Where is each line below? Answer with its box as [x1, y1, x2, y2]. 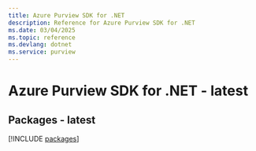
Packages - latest [8, 113, 96, 127]
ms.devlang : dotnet [8, 41, 72, 49]
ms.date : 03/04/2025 [8, 26, 76, 34]
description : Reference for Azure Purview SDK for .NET [8, 19, 195, 27]
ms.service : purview [8, 48, 76, 56]
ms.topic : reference [8, 33, 76, 42]
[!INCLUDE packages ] [8, 134, 80, 143]
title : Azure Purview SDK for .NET [8, 11, 125, 20]
